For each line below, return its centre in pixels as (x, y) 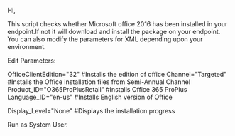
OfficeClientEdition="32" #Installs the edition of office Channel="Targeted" (117, 74)
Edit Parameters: (32, 61)
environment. (27, 47)
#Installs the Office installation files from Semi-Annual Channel (99, 82)
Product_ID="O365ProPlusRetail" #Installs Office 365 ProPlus (97, 89)
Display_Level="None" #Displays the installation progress (91, 111)
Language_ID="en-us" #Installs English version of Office (90, 97)
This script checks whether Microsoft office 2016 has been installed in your (117, 24)
